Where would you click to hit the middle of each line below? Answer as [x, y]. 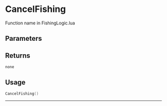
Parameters [24, 39]
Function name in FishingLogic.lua [40, 23]
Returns [18, 55]
